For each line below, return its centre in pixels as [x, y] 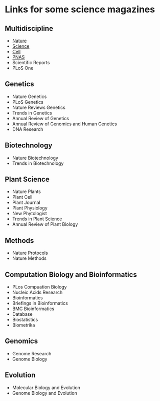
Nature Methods [29, 258]
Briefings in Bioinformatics [40, 303]
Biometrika [24, 325]
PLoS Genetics [28, 102]
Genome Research [32, 353]
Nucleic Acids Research [37, 292]
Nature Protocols [30, 253]
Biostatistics [25, 320]
